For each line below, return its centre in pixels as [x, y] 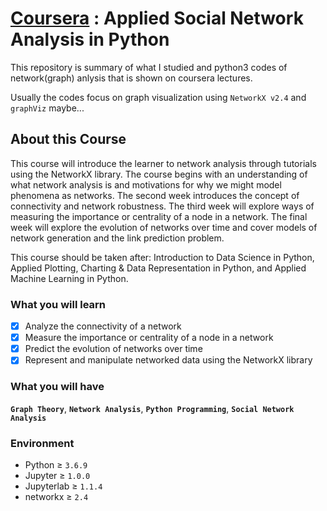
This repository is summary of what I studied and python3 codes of [149, 67]
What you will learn [58, 304]
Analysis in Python [90, 39]
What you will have [57, 387]
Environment [42, 443]
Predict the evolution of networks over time [113, 349]
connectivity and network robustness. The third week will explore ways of [162, 206]
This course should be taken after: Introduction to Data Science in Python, [162, 257]
